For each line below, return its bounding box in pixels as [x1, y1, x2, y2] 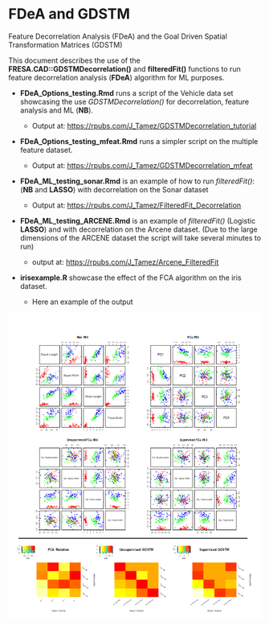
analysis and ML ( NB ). [19, 105, 94, 115]
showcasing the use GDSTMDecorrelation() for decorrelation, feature [19, 97, 250, 106]
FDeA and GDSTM [8, 5, 131, 23]
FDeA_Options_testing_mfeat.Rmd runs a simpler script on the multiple [19, 136, 259, 146]
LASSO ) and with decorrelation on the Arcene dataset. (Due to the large [19, 224, 259, 234]
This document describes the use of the [8, 56, 141, 65]
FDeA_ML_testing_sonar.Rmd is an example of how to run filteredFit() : [19, 176, 255, 186]
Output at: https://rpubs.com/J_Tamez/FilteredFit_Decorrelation [31, 200, 242, 210]
